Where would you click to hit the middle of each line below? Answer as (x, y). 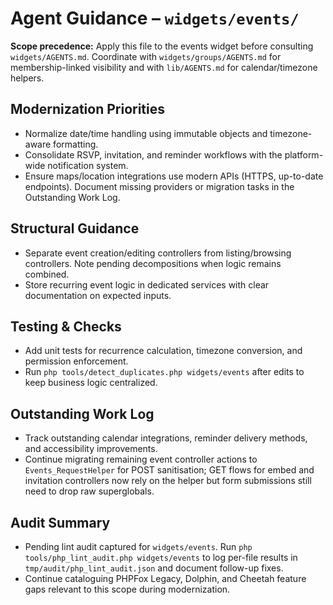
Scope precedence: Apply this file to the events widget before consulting (162, 46)
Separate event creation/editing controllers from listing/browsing (158, 253)
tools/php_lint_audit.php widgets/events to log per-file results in (161, 557)
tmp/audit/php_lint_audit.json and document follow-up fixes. (154, 568)
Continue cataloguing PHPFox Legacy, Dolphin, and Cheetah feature (165, 578)
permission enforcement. (76, 361)
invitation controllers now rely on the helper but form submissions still (168, 481)
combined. (47, 274)
